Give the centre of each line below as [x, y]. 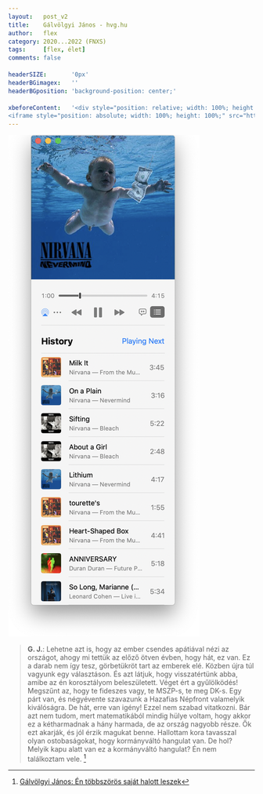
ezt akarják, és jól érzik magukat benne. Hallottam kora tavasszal [132, 733]
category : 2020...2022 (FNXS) [58, 42]
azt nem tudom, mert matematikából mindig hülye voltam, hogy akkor [139, 716]
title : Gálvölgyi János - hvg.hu [68, 25]
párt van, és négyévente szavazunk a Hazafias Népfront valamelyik [136, 699]
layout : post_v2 [38, 16]
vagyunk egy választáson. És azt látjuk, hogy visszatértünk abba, [132, 674]
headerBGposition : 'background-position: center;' [92, 91]
